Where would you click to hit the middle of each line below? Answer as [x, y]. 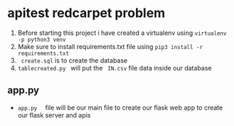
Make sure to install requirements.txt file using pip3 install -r [110, 46]
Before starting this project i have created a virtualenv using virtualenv [122, 33]
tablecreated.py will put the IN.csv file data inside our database [115, 68]
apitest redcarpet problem [86, 13]
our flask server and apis [54, 115]
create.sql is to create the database [74, 60]
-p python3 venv [42, 40]
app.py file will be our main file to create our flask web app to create [120, 107]
